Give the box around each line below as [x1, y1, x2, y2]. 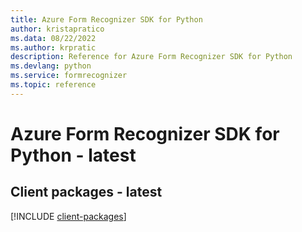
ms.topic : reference [10, 80, 97, 90]
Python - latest [10, 144, 137, 166]
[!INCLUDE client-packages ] [10, 210, 127, 222]
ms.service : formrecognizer [10, 71, 128, 81]
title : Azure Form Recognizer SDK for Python [10, 14, 203, 25]
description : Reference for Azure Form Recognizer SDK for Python [10, 52, 293, 62]
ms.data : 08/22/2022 [10, 33, 97, 43]
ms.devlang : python [10, 61, 92, 71]
